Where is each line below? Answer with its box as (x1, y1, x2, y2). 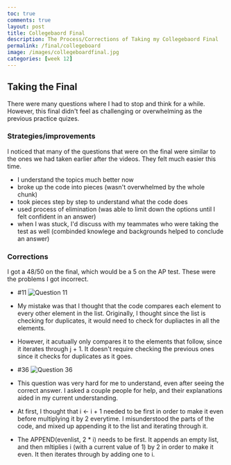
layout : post (7, 23, 45, 30)
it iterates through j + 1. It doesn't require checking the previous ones (17, 345, 215, 353)
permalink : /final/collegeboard (7, 42, 101, 49)
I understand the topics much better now (17, 175, 134, 184)
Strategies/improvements (7, 131, 96, 141)
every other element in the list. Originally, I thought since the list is (17, 310, 206, 318)
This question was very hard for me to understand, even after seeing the (17, 379, 225, 387)
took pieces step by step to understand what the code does (17, 197, 189, 205)
